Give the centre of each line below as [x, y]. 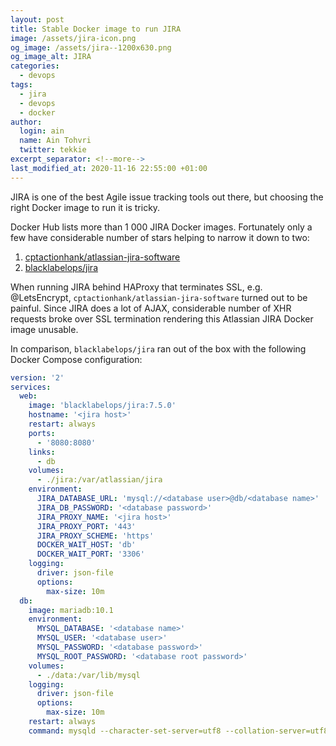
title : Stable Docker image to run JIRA [96, 29]
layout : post [37, 19]
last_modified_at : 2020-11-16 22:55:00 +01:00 [109, 168]
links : [42, 452]
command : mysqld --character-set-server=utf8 [125, 731]
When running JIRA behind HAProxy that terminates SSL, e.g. [136, 287]
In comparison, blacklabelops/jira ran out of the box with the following [158, 348]
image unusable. [44, 329]
